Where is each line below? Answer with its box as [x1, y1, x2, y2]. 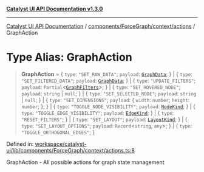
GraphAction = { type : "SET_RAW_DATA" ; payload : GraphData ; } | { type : [21, 70, 192, 78]
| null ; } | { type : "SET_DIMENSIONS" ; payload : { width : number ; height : [21, 96, 190, 103]
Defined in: [6, 140, 34, 148]
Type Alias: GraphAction [6, 50, 132, 64]
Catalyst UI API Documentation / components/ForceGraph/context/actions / [6, 22, 195, 30]
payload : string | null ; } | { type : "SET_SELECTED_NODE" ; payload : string [21, 89, 197, 97]
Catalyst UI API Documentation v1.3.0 [6, 5, 103, 12]
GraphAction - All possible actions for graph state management [6, 158, 165, 166]
